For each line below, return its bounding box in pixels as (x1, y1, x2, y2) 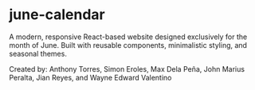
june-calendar (9, 6, 106, 24)
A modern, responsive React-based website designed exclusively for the (9, 32, 248, 41)
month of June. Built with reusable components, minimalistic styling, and (9, 40, 248, 49)
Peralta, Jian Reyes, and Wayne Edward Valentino (9, 72, 172, 82)
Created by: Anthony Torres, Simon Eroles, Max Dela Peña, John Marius (9, 64, 245, 73)
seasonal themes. (9, 49, 67, 58)
